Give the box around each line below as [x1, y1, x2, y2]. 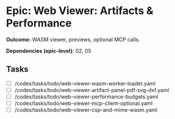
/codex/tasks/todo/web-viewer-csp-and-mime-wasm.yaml [14, 107, 157, 113]
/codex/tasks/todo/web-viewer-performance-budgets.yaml [14, 93, 159, 100]
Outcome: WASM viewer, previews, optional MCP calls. [6, 36, 140, 43]
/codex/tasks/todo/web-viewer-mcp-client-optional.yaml [14, 100, 153, 107]
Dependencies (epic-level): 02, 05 [6, 47, 92, 54]
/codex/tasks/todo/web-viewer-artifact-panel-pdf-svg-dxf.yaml [14, 86, 169, 93]
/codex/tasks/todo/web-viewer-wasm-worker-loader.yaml [14, 80, 156, 87]
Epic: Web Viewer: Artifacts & [6, 4, 154, 18]
